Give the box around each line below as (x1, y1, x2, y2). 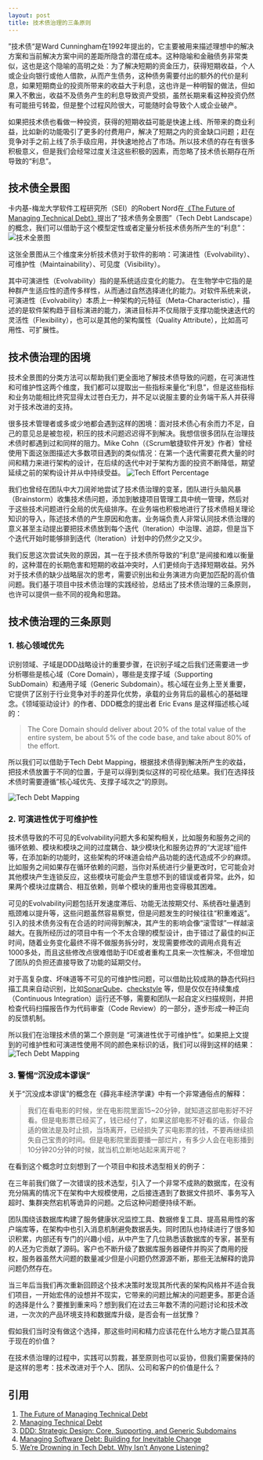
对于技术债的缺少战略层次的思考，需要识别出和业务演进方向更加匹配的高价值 (8, 570, 255, 579)
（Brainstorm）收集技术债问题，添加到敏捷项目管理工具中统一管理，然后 (8, 495, 243, 504)
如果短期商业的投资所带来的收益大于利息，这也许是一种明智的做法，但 (21, 80, 248, 90)
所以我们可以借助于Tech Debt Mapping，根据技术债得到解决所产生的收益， (8, 757, 250, 766)
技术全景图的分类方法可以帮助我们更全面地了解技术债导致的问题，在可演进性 (8, 373, 255, 382)
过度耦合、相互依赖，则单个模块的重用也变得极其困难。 (41, 882, 221, 892)
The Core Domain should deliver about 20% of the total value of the (27, 724, 247, 734)
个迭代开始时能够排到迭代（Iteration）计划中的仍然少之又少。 (8, 534, 207, 543)
